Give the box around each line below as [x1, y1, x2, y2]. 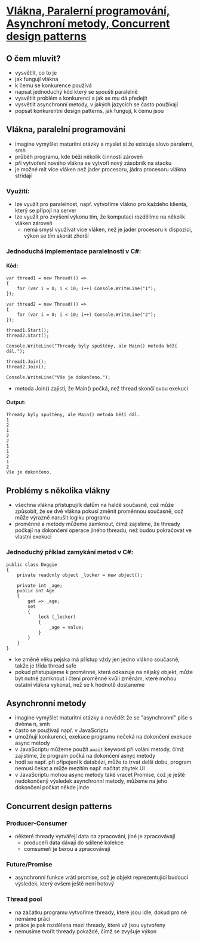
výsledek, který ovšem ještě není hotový [14, 880, 115, 887]
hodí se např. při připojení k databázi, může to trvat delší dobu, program [14, 758, 192, 765]
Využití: [6, 187, 30, 195]
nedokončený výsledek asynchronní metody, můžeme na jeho [14, 777, 168, 785]
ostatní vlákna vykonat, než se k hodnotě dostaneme [14, 681, 145, 688]
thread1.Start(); [6, 327, 50, 334]
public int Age [17, 588, 55, 593]
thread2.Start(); [6, 333, 50, 339]
